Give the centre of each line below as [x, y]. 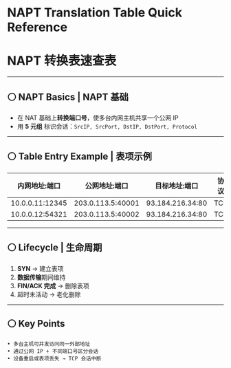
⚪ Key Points [36, 324]
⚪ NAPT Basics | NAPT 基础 [68, 97]
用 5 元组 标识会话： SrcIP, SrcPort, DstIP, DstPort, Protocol [107, 126]
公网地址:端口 [107, 186]
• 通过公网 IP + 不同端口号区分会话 [53, 351]
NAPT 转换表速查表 [62, 61]
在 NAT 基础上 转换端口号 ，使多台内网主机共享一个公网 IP [98, 118]
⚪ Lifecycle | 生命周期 [55, 248]
